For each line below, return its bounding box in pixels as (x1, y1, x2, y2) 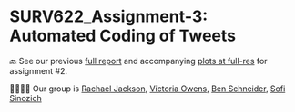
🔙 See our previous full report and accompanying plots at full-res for (9, 55, 268, 66)
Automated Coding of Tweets (9, 25, 237, 46)
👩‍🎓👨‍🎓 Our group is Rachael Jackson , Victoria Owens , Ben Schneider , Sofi (9, 83, 286, 94)
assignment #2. (9, 65, 68, 76)
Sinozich (9, 92, 43, 103)
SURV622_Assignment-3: (9, 6, 209, 27)
